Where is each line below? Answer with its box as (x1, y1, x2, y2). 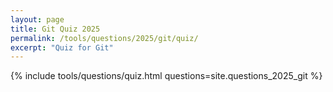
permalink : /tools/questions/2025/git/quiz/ (10, 33, 199, 43)
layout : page (10, 14, 65, 25)
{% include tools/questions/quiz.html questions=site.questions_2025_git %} (10, 70, 323, 82)
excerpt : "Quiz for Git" (10, 42, 114, 53)
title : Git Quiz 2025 (10, 24, 101, 34)
